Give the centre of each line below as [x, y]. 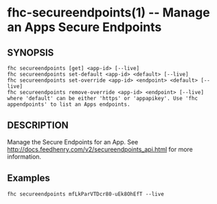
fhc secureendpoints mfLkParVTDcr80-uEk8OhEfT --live [86, 194]
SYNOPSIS [31, 53]
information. [24, 157]
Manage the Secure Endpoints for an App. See [73, 141]
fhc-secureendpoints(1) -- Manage [109, 13]
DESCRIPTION [38, 125]
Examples [28, 178]
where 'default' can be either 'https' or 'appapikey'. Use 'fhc [102, 98]
